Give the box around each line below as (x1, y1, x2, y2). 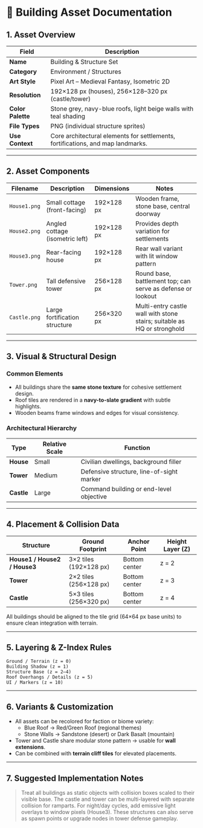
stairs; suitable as (135, 317, 185, 325)
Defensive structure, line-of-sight (80, 467, 178, 475)
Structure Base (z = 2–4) (6, 669, 71, 675)
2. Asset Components (6, 166, 90, 177)
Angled (46, 219, 67, 227)
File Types (9, 122, 40, 130)
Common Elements (6, 370, 63, 378)
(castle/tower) (50, 95, 91, 103)
